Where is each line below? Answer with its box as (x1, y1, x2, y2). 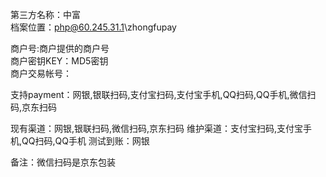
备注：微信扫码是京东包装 (10, 156, 116, 168)
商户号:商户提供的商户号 (10, 43, 110, 54)
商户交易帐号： (10, 68, 72, 79)
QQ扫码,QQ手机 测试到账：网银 (21, 135, 150, 147)
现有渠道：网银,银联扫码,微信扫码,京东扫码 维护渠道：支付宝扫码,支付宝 (10, 123, 304, 134)
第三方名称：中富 (10, 9, 81, 20)
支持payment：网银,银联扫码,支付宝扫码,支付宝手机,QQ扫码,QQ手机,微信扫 (10, 89, 317, 100)
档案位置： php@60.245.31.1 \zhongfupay (10, 21, 177, 33)
